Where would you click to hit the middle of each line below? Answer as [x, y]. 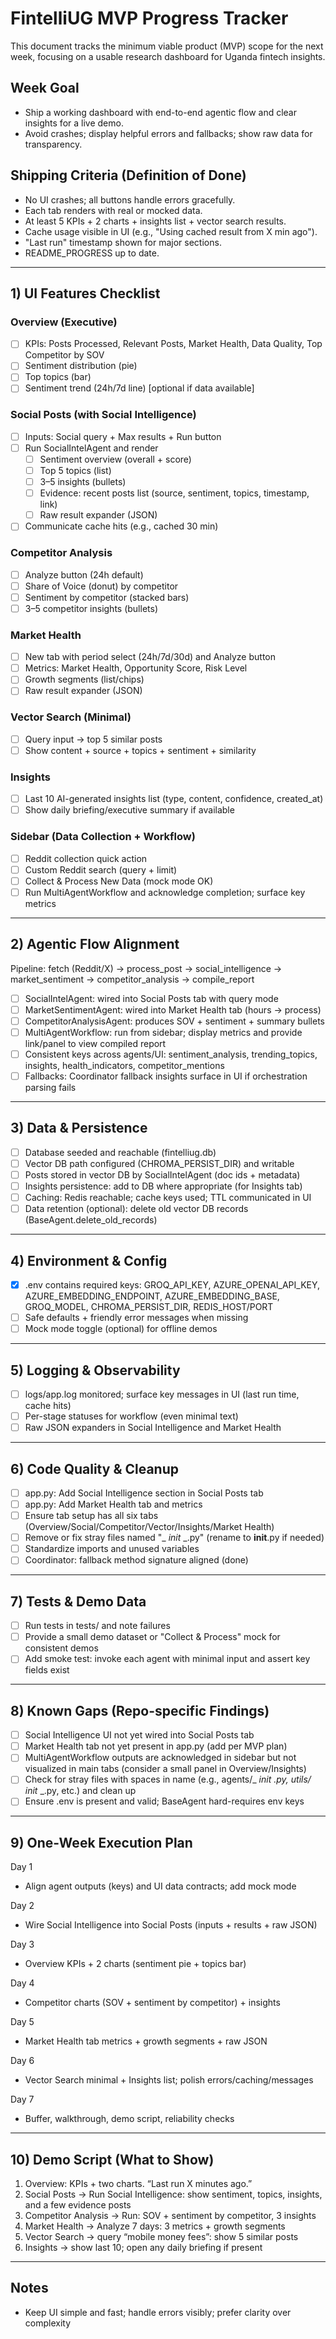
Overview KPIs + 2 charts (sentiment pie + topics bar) [135, 1964]
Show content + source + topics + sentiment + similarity [140, 750]
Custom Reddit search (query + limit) [101, 869]
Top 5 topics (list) [75, 470]
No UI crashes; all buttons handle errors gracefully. [130, 199]
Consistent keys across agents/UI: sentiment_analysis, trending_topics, [171, 1054]
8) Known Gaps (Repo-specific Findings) [140, 1710]
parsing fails [50, 1087]
